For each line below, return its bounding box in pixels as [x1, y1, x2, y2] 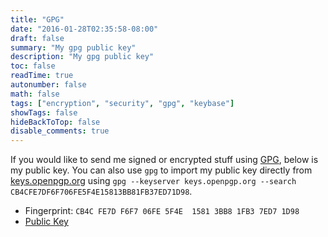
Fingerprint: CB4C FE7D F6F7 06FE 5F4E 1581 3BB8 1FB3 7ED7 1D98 [24, 205, 300, 217]
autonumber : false [10, 80, 87, 90]
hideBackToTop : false [10, 117, 101, 127]
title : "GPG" [10, 14, 65, 25]
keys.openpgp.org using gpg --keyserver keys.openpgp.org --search [10, 175, 297, 187]
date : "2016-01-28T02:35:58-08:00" [10, 24, 159, 34]
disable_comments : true [10, 126, 110, 136]
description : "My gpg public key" [10, 52, 155, 62]
